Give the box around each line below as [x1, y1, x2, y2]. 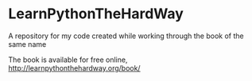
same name [8, 39, 47, 48]
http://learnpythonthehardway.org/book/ [8, 63, 141, 72]
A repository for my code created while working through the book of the [8, 31, 244, 40]
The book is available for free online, [8, 55, 128, 64]
